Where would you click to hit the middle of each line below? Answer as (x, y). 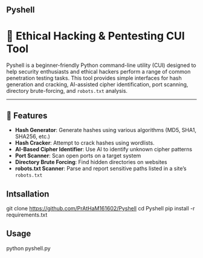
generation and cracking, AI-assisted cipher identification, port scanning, (97, 84)
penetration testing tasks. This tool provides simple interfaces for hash (94, 78)
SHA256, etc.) (32, 137)
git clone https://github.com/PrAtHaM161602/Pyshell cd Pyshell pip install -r (101, 208)
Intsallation (28, 194)
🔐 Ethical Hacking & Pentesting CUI (96, 36)
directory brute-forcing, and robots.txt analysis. (67, 91)
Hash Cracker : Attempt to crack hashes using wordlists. (85, 143)
